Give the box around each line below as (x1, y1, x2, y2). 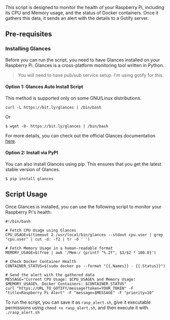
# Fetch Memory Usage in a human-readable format (5, 246, 113, 251)
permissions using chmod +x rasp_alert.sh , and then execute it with (5, 304, 149, 310)
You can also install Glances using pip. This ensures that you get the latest (5, 161, 162, 167)
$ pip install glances (5, 176, 54, 181)
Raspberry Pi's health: (5, 209, 52, 215)
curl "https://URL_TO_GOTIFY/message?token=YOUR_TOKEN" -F (5, 285, 134, 291)
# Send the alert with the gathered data (5, 272, 95, 277)
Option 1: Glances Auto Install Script (5, 84, 83, 90)
